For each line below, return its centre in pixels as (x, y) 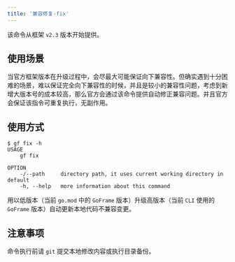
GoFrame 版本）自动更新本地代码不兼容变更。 (71, 209)
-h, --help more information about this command (95, 187)
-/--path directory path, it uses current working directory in (122, 174)
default (19, 180)
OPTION (17, 168)
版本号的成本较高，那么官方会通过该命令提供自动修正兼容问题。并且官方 (123, 94)
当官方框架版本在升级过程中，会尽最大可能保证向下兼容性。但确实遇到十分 (114, 77)
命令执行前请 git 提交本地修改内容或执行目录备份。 (81, 252)
